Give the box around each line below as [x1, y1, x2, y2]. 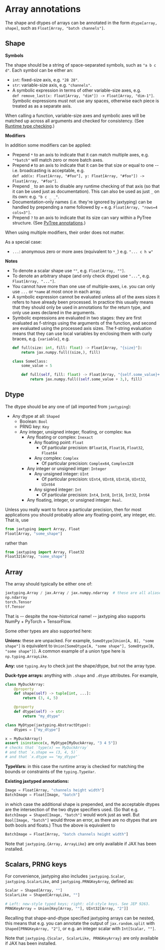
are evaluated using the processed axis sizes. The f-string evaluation [12, 325, 152, 331]
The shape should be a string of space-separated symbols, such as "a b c [5, 62, 156, 68]
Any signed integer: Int [34, 486, 82, 492]
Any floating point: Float [34, 439, 84, 445]
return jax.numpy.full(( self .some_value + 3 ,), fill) [30, 377, 142, 382]
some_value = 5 [21, 364, 53, 368]
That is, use [5, 517, 29, 523]
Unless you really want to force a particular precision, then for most [5, 507, 141, 512]
